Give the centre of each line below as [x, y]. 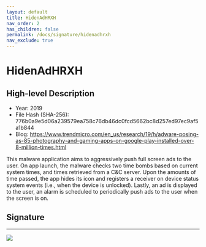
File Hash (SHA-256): [42, 115]
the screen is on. [28, 198]
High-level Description [51, 93]
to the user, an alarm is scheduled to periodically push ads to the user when [102, 192]
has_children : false [33, 29]
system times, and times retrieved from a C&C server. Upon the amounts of [101, 172]
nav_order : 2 [23, 23]
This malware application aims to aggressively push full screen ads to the [99, 159]
